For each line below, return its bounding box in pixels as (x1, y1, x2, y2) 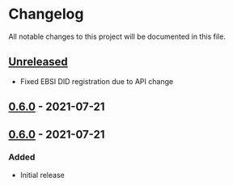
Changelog (8, 5, 84, 23)
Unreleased (8, 55, 69, 69)
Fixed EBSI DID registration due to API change (19, 76, 174, 86)
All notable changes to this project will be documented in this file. (8, 32, 227, 41)
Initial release (19, 170, 65, 180)
